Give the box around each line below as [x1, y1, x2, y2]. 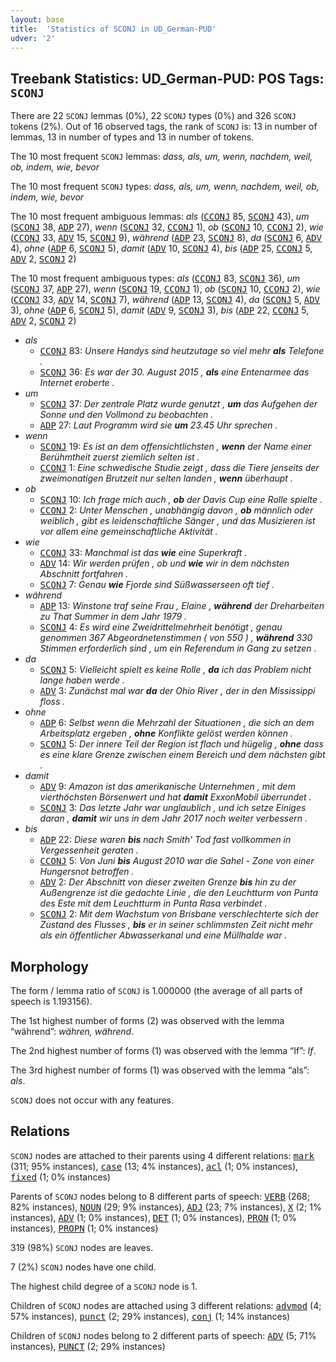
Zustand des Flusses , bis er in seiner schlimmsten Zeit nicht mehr [39, 919, 313, 931]
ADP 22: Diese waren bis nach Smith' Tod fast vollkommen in [39, 834, 292, 846]
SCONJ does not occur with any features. [10, 1094, 175, 1106]
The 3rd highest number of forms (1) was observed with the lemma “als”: [10, 1064, 310, 1076]
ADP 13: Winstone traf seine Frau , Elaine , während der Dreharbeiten [39, 600, 325, 612]
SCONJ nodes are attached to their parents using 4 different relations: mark [10, 1149, 315, 1161]
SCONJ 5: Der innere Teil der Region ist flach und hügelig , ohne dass [39, 738, 324, 750]
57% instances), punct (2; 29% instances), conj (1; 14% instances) [10, 1310, 291, 1322]
